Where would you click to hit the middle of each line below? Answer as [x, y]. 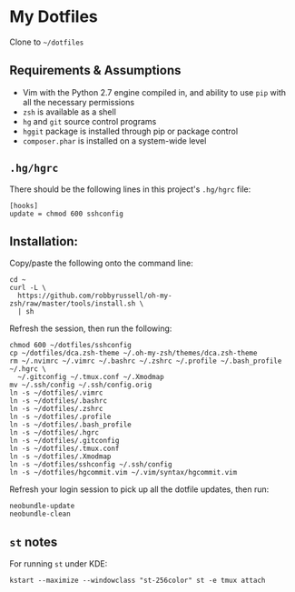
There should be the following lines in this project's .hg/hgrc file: [130, 189]
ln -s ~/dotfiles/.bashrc [58, 401]
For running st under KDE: [59, 564]
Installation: [44, 241]
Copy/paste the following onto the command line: [101, 263]
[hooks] [24, 206]
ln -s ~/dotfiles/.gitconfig [64, 441]
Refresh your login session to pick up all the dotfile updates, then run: [139, 489]
